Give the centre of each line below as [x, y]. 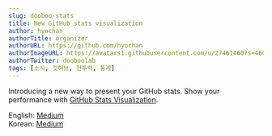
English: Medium [36, 115]
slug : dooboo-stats [41, 16]
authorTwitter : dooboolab [52, 61]
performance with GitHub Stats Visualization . [83, 99]
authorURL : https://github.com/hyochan [76, 46]
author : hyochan [36, 31]
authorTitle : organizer [49, 38]
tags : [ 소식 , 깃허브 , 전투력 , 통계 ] [62, 68]
